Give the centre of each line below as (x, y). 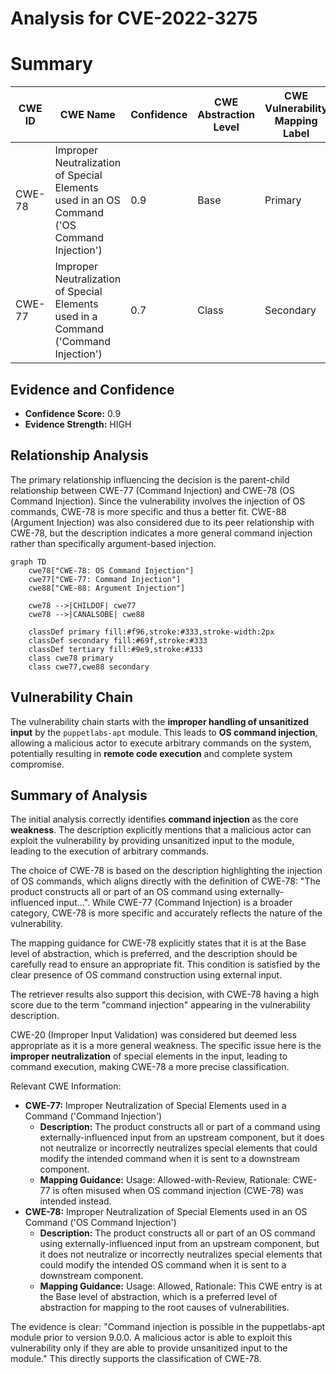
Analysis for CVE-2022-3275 (134, 18)
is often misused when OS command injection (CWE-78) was (178, 1191)
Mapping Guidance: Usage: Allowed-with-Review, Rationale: (165, 1180)
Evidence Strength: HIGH (78, 424)
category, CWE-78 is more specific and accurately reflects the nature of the (166, 913)
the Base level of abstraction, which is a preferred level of (158, 1297)
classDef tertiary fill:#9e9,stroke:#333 (115, 649)
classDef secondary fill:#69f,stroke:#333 (118, 640)
